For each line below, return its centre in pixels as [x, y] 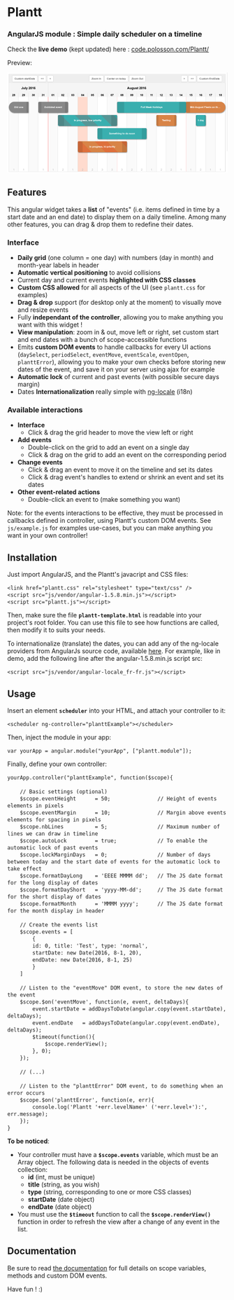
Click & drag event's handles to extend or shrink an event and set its [126, 477]
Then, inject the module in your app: [59, 737]
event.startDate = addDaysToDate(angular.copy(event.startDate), [130, 1009]
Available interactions [45, 410]
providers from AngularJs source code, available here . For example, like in [114, 651]
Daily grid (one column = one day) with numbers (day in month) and [115, 258]
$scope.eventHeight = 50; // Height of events [118, 799]
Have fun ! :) [25, 1289]
